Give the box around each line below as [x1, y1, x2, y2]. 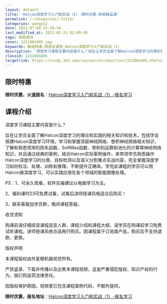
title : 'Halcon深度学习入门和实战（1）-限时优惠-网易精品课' [5, 12, 119, 17]
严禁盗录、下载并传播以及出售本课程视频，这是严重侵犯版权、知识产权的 [5, 266, 153, 272]
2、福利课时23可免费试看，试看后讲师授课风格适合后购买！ [5, 190, 127, 196]
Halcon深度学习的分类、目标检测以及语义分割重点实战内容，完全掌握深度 [5, 157, 155, 163]
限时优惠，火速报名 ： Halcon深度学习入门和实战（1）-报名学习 [5, 92, 133, 98]
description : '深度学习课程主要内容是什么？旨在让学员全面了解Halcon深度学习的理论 [5, 49, 161, 54]
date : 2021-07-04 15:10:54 [5, 26, 61, 31]
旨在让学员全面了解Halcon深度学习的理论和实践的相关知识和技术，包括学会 [5, 132, 159, 138]
